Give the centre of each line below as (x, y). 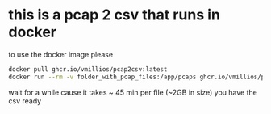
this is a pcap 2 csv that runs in (114, 15)
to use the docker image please (61, 54)
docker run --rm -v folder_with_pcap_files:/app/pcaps (102, 77)
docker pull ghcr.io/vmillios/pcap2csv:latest (88, 69)
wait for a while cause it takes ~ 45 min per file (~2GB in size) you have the (133, 92)
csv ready (25, 101)
